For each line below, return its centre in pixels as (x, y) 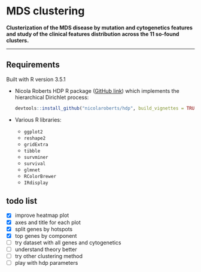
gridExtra (36, 144)
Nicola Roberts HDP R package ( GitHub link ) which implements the (97, 90)
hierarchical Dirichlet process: (52, 97)
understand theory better (46, 249)
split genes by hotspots (44, 229)
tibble (32, 151)
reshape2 (35, 138)
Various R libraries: (38, 120)
